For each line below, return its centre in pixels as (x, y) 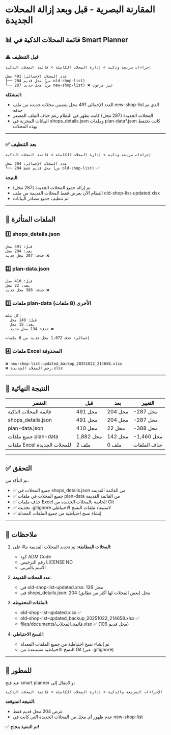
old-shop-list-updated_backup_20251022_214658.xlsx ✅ (80, 618)
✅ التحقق (19, 468)
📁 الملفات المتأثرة (31, 219)
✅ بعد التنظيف (21, 144)
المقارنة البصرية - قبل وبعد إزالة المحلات (80, 9)
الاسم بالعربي (33, 568)
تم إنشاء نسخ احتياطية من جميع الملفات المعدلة (65, 644)
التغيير (148, 403)
